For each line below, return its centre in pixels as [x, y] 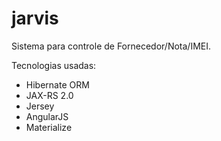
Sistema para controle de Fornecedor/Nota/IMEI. [111, 46]
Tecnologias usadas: [54, 65]
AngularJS [47, 116]
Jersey [40, 106]
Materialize [49, 127]
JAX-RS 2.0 [49, 95]
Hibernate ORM [57, 84]
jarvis [35, 18]
